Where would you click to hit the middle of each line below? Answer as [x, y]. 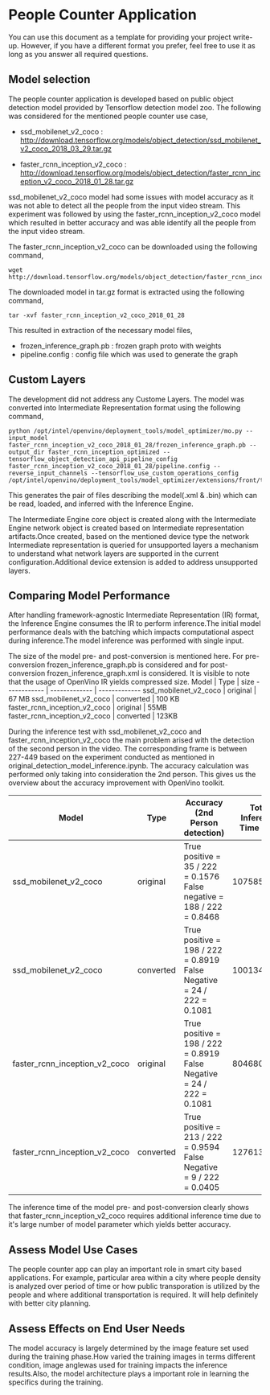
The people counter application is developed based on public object [121, 99]
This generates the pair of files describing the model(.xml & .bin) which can [133, 495]
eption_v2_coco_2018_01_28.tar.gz [77, 181]
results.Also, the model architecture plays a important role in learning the [129, 1374]
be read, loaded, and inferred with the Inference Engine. [101, 504]
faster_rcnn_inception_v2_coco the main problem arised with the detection [131, 740]
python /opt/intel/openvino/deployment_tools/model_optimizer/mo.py [125, 431]
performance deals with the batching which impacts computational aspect [131, 632]
